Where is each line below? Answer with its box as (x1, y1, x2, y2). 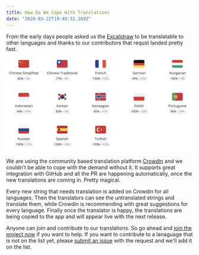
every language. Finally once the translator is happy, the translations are (6, 207, 182, 214)
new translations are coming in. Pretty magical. (6, 176, 121, 183)
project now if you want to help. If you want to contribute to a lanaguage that (6, 231, 193, 238)
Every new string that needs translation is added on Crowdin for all (6, 188, 169, 195)
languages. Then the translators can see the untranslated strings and (6, 194, 175, 201)
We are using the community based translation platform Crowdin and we (6, 157, 183, 165)
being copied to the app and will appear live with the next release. (6, 213, 167, 220)
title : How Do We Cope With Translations (6, 9, 110, 15)
